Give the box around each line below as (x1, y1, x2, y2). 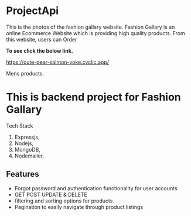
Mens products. (6, 70, 45, 77)
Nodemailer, (14, 152, 44, 159)
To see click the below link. (6, 47, 73, 54)
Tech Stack (6, 122, 33, 129)
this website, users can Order (6, 36, 77, 43)
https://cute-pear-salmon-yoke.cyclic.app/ (6, 59, 110, 66)
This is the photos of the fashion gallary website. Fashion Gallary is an (6, 23, 175, 30)
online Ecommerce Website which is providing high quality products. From (6, 29, 186, 36)
